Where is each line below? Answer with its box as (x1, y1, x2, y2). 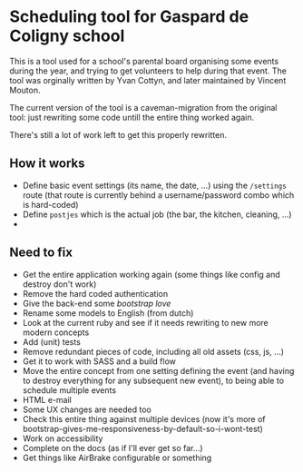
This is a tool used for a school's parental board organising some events (9, 55, 279, 66)
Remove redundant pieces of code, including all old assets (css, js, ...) (22, 346, 284, 357)
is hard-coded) (22, 199, 79, 210)
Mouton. (9, 84, 41, 95)
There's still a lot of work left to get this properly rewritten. (9, 129, 227, 140)
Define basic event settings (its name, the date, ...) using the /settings (22, 180, 288, 191)
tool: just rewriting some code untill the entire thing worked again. (9, 112, 255, 123)
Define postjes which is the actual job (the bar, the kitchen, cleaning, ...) (22, 209, 292, 220)
